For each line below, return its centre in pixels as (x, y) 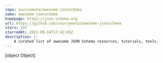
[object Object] (20, 55)
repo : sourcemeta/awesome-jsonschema (44, 10)
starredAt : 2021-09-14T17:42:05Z (39, 32)
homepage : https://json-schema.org (41, 19)
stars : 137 (16, 28)
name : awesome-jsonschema (31, 14)
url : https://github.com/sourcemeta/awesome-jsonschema (63, 23)
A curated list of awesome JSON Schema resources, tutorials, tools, (86, 42)
